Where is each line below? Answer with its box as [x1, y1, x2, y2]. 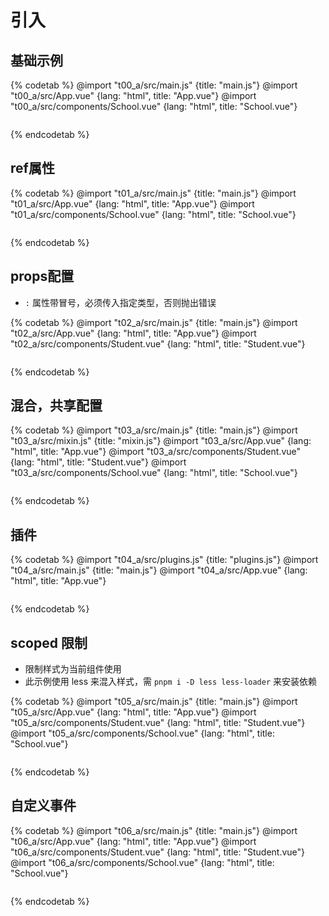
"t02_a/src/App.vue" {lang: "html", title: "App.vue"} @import [10, 327, 257, 339]
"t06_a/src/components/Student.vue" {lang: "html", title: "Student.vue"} [10, 846, 306, 858]
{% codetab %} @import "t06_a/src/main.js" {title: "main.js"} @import [10, 824, 298, 836]
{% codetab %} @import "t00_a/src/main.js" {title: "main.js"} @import [10, 79, 298, 91]
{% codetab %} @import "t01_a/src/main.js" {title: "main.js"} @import [10, 187, 297, 199]
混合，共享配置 [10, 397, 103, 415]
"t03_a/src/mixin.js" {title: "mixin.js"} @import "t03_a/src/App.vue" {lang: [10, 435, 312, 447]
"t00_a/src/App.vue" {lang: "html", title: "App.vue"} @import [10, 90, 257, 101]
